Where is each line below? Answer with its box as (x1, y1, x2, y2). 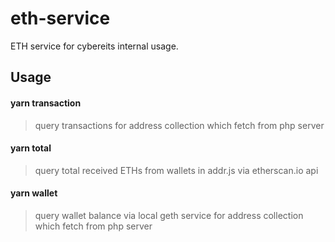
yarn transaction (10, 97, 82, 109)
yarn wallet (10, 187, 58, 199)
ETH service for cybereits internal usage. (10, 40, 179, 52)
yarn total (10, 142, 52, 154)
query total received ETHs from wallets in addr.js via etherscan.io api (34, 164, 319, 176)
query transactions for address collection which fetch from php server (34, 119, 325, 131)
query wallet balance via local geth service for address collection (34, 209, 304, 221)
